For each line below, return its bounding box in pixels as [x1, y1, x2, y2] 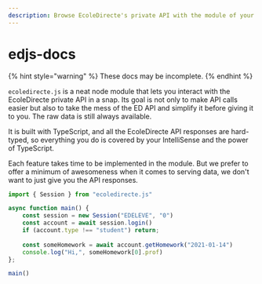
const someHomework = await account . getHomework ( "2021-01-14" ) [22, 241, 234, 249]
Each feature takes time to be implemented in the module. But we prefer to [8, 158, 249, 168]
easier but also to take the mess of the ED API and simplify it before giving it [8, 103, 253, 112]
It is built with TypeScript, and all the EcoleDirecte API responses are [8, 126, 230, 136]
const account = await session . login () [22, 219, 153, 228]
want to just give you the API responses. [8, 175, 139, 184]
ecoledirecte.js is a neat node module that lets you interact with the [8, 86, 231, 96]
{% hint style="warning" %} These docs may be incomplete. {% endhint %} [8, 71, 253, 81]
